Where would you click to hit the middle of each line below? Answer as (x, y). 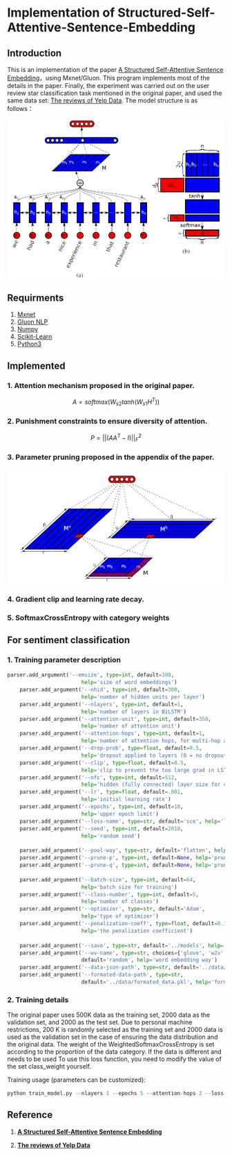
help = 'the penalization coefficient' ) (137, 931)
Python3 (29, 344)
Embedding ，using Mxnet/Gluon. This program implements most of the (109, 78)
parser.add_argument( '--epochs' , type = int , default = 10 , (102, 807)
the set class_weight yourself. (49, 1067)
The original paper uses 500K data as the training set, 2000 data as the (109, 1015)
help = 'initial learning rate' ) (126, 799)
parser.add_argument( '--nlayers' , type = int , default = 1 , (102, 704)
